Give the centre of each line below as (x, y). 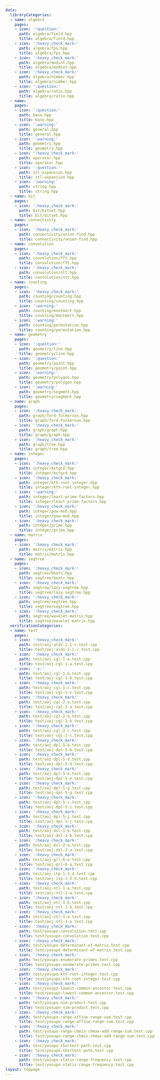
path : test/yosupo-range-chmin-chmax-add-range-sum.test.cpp (86, 1031)
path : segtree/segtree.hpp (48, 602)
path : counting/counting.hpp (50, 296)
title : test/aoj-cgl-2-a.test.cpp (56, 707)
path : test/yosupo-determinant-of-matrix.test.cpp (74, 946)
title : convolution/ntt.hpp (49, 277)
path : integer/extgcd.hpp (46, 468)
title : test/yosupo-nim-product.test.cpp (64, 1007)
